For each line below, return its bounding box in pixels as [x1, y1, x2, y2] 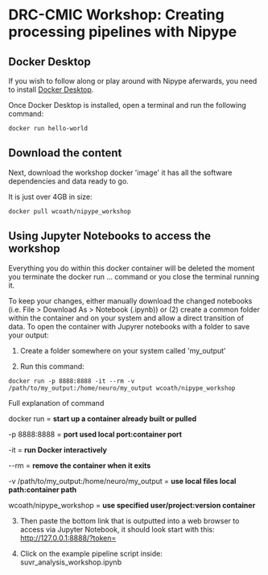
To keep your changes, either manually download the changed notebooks [8, 296, 253, 305]
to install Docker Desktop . [8, 85, 94, 94]
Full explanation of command [8, 398, 105, 407]
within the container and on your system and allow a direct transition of [8, 312, 244, 323]
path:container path [8, 485, 77, 494]
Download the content [8, 147, 122, 160]
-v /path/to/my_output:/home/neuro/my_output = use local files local [8, 476, 237, 486]
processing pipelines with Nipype [8, 23, 237, 41]
